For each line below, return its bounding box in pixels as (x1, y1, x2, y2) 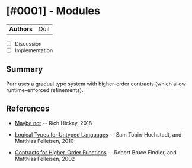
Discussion (14, 40, 42, 47)
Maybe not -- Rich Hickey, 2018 (14, 119, 92, 126)
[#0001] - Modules (6, 4, 101, 18)
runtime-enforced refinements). (6, 86, 84, 93)
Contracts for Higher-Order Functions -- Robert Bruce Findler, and (14, 148, 177, 156)
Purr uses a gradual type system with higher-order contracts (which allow (6, 80, 187, 87)
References (6, 104, 50, 114)
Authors (9, 25, 33, 33)
